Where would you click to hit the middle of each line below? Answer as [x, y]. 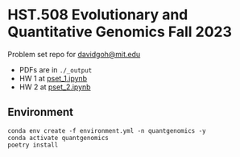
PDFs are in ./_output [56, 69]
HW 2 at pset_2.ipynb [55, 87]
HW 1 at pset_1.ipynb [53, 78]
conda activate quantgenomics [58, 138]
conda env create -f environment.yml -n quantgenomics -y [107, 130]
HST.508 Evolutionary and [98, 15]
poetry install [33, 145]
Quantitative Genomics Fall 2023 [120, 32]
